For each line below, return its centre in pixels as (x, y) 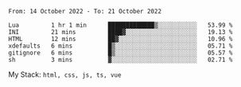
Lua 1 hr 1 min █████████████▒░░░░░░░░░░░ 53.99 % (120, 25)
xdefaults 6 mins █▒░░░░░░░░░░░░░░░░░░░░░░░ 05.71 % (120, 46)
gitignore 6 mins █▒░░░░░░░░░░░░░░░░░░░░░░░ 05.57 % (120, 53)
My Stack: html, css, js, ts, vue (65, 74)
